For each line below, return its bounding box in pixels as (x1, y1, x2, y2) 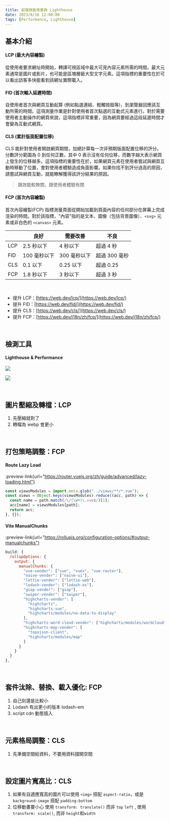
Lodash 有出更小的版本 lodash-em (12, 704, 84, 710)
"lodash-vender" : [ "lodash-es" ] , (23, 583, 94, 588)
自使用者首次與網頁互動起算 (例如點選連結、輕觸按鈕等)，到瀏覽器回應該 (5, 102, 156, 108)
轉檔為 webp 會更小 (12, 421, 54, 427)
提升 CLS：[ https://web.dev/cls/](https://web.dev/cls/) (12, 307, 126, 314)
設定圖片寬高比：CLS (5, 777, 72, 785)
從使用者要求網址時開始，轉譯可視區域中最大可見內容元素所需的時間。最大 (5, 64, 160, 70)
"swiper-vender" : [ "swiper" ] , (23, 592, 87, 597)
